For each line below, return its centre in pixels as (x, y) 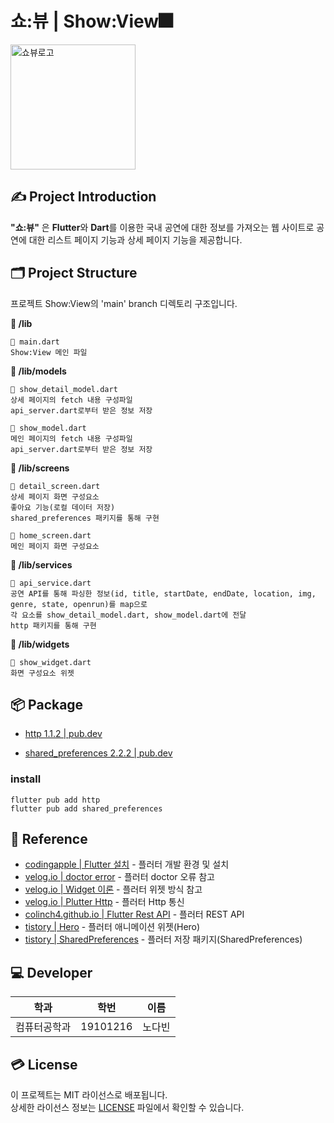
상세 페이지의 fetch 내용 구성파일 (71, 400)
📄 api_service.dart (51, 583)
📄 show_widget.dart (51, 662)
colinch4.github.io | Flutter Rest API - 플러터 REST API (134, 914)
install (26, 779)
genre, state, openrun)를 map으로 (79, 604)
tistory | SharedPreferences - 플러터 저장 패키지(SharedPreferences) (163, 939)
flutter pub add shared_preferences (86, 808)
